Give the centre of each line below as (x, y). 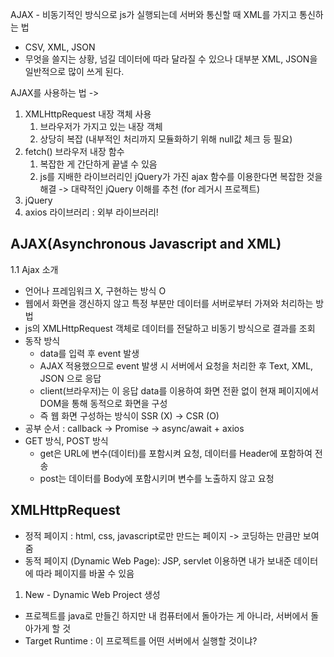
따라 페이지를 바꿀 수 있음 (85, 573)
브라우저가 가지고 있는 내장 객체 (101, 126)
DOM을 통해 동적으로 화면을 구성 (103, 403)
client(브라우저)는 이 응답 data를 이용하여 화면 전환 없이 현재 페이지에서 (179, 390)
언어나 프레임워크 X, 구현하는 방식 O (95, 290)
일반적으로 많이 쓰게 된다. (74, 71)
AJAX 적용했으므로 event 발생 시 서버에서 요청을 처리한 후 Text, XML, (176, 365)
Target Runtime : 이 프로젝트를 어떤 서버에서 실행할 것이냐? (141, 640)
